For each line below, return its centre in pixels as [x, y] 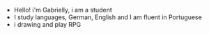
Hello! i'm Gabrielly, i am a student [63, 10]
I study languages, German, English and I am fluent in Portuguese [108, 17]
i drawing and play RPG [47, 24]
